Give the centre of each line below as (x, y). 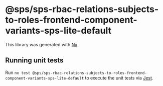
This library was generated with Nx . (42, 44)
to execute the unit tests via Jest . (119, 78)
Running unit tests (34, 61)
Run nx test (18, 72)
